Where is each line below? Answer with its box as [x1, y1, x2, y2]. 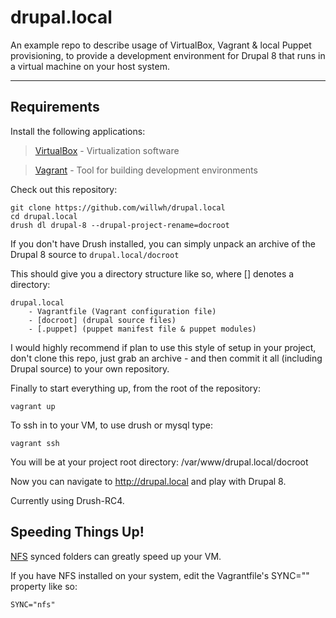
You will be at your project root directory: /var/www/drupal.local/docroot [10, 456, 309, 468]
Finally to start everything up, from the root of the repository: [10, 382, 261, 394]
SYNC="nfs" [10, 599, 56, 610]
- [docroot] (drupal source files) [28, 315, 177, 325]
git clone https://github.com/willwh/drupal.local [10, 202, 226, 213]
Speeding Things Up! [10, 524, 145, 541]
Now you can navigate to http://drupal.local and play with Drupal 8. [10, 475, 287, 487]
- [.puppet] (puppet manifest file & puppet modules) [28, 324, 257, 334]
